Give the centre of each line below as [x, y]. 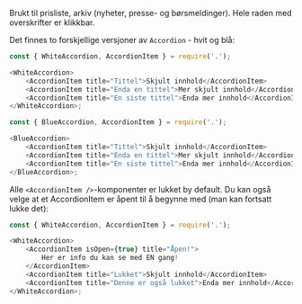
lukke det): [29, 208]
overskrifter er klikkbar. [52, 22]
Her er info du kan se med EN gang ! [110, 258]
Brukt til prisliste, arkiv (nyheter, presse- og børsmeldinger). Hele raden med [151, 13]
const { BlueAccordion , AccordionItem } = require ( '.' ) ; [118, 122]
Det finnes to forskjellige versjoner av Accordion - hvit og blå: [122, 40]
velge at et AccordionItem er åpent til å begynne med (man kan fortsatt [141, 199]
